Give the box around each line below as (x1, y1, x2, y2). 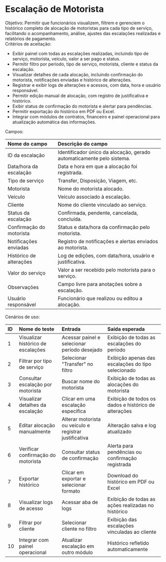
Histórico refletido (107, 539, 149, 546)
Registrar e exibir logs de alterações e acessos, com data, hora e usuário (12, 82, 161, 88)
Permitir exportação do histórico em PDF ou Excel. (12, 108, 115, 114)
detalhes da (19, 401, 46, 408)
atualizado (107, 428, 132, 435)
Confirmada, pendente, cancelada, (57, 209, 138, 216)
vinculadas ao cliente (107, 528, 157, 535)
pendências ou (107, 449, 142, 455)
